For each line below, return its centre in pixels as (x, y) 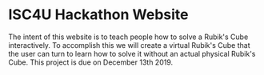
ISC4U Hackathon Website (99, 15)
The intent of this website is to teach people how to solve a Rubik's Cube (128, 37)
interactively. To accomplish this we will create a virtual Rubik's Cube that (129, 45)
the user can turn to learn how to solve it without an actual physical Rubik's (132, 53)
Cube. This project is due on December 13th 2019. (91, 62)
